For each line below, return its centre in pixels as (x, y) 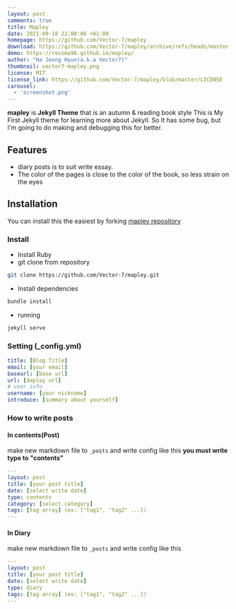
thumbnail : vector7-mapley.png (53, 66)
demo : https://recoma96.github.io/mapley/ (71, 54)
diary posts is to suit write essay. (65, 167)
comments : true (30, 20)
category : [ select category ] (50, 504)
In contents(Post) (34, 435)
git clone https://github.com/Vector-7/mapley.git (83, 275)
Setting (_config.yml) (45, 346)
